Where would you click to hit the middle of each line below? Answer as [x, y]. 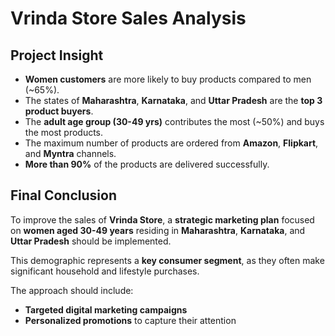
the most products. [64, 132]
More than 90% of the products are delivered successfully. [147, 164]
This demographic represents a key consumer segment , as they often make [167, 260]
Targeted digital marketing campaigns [106, 309]
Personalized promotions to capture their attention [130, 320]
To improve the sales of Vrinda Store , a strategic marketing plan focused [162, 219]
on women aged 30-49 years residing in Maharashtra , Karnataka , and [158, 230]
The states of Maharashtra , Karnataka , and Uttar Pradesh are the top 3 [173, 100]
